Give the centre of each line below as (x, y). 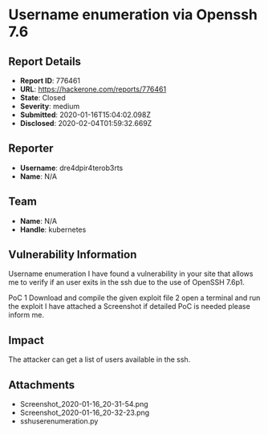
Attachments (42, 385)
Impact (26, 340)
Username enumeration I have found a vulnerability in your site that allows (131, 274)
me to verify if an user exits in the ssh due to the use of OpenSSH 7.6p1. (126, 282)
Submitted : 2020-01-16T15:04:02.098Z (85, 115)
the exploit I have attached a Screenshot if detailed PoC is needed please (129, 306)
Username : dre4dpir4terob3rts (71, 168)
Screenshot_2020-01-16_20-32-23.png (85, 413)
